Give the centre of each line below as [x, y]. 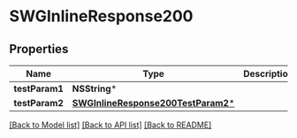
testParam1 [39, 88]
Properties [39, 49]
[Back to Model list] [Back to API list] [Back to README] [110, 125]
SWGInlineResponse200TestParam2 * [153, 103]
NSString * [95, 88]
